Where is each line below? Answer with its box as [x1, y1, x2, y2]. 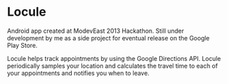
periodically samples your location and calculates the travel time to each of [7, 61, 218, 70]
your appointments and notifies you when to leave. [7, 69, 150, 77]
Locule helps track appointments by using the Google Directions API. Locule [7, 54, 221, 62]
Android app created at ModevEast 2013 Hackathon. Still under [7, 27, 184, 35]
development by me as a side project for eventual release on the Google [7, 33, 210, 42]
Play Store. [7, 41, 38, 49]
